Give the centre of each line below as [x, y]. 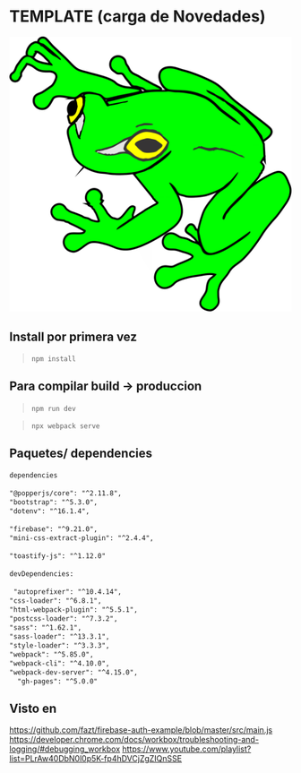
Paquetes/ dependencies [81, 454]
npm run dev [53, 408]
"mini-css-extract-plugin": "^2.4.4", [82, 538]
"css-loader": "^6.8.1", [56, 601]
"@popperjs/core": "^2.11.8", [66, 493]
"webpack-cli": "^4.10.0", [60, 663]
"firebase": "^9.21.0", [54, 529]
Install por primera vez [73, 336]
